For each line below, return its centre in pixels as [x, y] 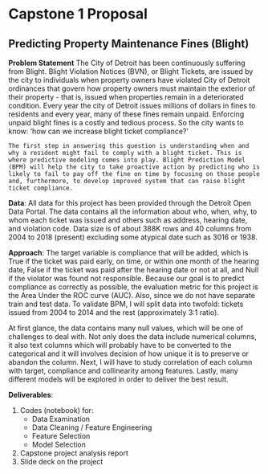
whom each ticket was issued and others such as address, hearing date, [128, 220]
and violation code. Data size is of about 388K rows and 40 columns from [130, 229]
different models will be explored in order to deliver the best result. [118, 379]
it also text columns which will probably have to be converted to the [120, 345]
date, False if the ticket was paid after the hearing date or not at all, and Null [134, 270]
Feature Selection [61, 436]
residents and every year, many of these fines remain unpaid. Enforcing [126, 114]
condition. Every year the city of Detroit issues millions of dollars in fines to [132, 106]
